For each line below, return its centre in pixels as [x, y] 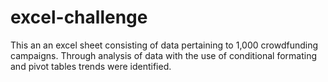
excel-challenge [79, 17]
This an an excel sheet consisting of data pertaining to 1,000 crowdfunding [164, 45]
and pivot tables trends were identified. [91, 66]
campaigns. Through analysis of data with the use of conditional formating [164, 55]
